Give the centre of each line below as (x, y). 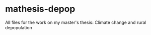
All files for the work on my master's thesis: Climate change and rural (76, 22)
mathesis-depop (40, 9)
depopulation (19, 27)
